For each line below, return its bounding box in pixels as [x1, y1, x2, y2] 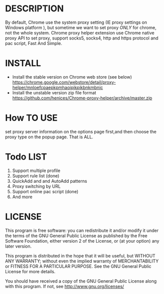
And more [12, 194, 33, 200]
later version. [5, 243, 32, 249]
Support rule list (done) [12, 172, 60, 178]
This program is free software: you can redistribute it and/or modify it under [5, 227, 159, 233]
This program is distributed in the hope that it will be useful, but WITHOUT [5, 252, 156, 258]
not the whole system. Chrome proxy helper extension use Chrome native [5, 30, 155, 36]
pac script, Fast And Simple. [5, 40, 63, 46]
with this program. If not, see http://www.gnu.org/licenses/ [5, 283, 124, 289]
